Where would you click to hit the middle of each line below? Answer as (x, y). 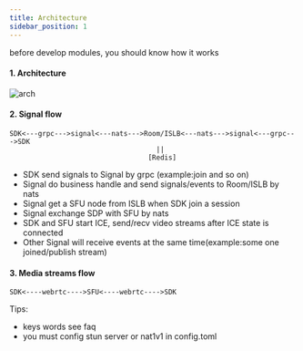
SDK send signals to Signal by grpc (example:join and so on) (136, 174)
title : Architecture (49, 18)
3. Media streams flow (52, 273)
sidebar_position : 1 (49, 26)
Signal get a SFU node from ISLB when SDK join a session (131, 203)
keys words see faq (59, 327)
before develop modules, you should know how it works (114, 52)
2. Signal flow (35, 114)
